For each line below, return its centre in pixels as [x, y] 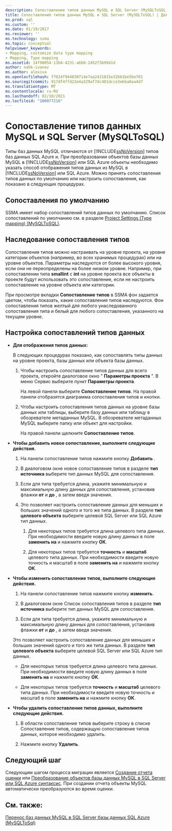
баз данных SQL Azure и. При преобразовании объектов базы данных [82, 157]
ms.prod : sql [19, 20]
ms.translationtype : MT [31, 86]
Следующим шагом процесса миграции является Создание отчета [79, 772]
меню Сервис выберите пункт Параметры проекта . [78, 381]
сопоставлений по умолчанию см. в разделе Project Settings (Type [79, 218]
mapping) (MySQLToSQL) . [33, 223]
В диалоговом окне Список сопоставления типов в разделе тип [91, 603]
